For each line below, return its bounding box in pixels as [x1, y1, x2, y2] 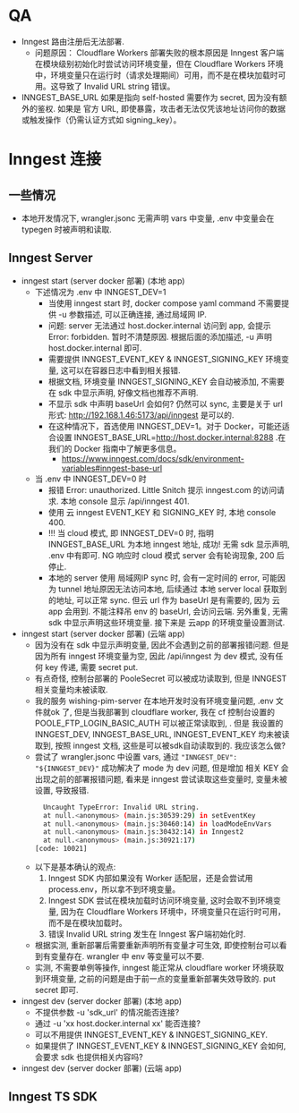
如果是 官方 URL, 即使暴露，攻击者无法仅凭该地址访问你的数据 [56, 103, 286, 114]
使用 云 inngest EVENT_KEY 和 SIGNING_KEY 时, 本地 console [47, 506, 277, 517]
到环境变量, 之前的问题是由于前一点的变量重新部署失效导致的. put [34, 973, 276, 984]
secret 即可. [34, 985, 79, 995]
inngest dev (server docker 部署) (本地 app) [21, 996, 183, 1007]
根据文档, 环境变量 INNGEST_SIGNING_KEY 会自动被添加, [47, 376, 260, 387]
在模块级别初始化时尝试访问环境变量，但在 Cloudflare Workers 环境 [34, 58, 284, 69]
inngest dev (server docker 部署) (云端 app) [21, 1063, 183, 1074]
